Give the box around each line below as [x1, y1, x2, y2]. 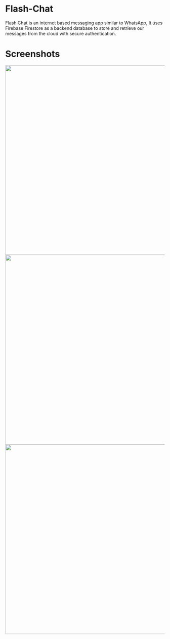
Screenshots [5, 49, 60, 60]
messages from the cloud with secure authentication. [5, 30, 116, 36]
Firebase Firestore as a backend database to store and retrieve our [5, 25, 144, 31]
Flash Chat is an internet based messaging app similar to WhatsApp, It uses [5, 20, 163, 26]
